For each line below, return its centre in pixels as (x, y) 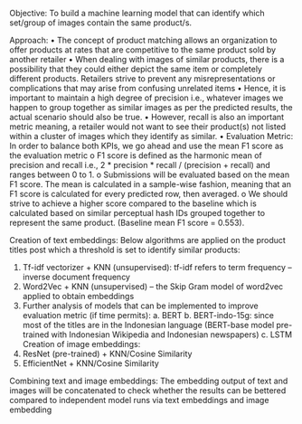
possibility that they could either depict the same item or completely (136, 69)
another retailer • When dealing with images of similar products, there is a (147, 59)
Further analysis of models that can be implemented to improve (141, 306)
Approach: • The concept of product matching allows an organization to (143, 40)
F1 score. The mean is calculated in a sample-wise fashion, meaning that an (151, 184)
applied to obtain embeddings (78, 296)
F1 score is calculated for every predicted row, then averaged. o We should (149, 194)
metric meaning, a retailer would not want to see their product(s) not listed (148, 127)
